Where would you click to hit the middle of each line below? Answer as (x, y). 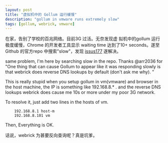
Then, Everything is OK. (29, 125)
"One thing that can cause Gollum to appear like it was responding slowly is (83, 67)
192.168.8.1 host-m (34, 111)
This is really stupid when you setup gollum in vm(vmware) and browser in (82, 82)
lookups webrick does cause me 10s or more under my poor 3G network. (80, 92)
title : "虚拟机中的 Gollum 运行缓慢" (41, 15)
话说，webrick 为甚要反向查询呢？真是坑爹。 (51, 135)
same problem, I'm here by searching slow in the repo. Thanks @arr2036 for (84, 61)
